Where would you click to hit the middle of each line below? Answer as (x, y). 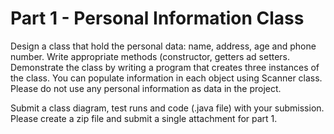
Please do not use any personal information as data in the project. (146, 88)
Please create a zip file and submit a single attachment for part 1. (144, 118)
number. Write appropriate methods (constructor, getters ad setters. (150, 56)
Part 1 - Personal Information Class (157, 18)
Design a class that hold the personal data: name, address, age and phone (163, 46)
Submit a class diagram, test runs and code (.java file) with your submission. (167, 108)
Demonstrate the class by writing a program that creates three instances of (165, 67)
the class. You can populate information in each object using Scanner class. (166, 78)
